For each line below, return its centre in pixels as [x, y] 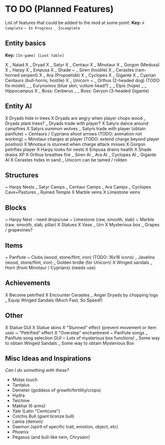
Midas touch [25, 380]
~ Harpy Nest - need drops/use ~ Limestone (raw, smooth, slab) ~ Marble [80, 220]
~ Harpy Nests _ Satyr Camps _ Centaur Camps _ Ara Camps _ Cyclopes [78, 187]
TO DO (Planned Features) [59, 9]
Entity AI [18, 106]
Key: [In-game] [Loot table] [35, 55]
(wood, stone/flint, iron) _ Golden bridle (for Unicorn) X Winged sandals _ [79, 262]
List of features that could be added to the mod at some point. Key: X [75, 23]
